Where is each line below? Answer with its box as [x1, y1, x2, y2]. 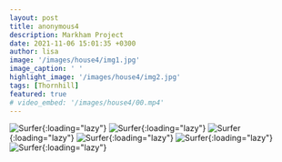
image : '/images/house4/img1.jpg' [9, 56, 141, 65]
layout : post [9, 13, 59, 23]
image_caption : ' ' [9, 65, 84, 74]
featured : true [9, 89, 67, 98]
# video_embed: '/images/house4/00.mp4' [9, 97, 166, 107]
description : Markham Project [9, 30, 125, 39]
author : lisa [9, 47, 59, 56]
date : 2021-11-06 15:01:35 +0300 [9, 38, 136, 48]
